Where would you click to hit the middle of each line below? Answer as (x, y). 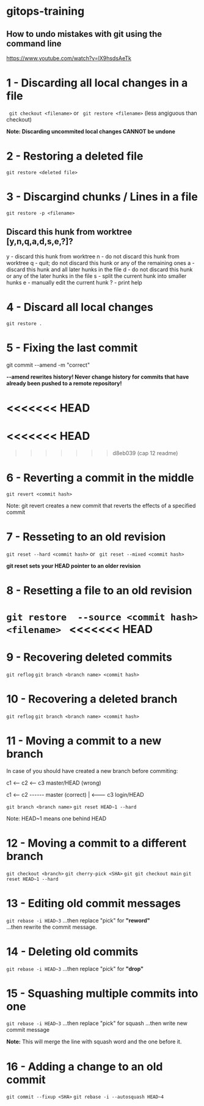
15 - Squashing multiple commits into (102, 993)
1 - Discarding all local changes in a (97, 83)
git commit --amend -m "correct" (48, 365)
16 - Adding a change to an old (85, 1066)
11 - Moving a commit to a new (84, 741)
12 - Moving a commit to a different (97, 843)
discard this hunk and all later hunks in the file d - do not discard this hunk (100, 269)
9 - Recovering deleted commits (89, 657)
